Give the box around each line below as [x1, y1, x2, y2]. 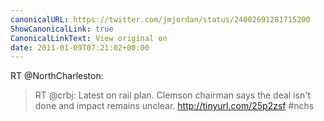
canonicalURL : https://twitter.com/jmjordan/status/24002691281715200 [10, 14, 311, 25]
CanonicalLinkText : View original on [10, 33, 168, 43]
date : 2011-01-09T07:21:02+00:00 [10, 42, 150, 53]
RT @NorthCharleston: [10, 70, 104, 82]
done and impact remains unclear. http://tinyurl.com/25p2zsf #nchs [34, 100, 315, 112]
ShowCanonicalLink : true [10, 24, 114, 34]
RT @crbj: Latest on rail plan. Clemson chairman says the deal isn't [34, 89, 312, 101]
